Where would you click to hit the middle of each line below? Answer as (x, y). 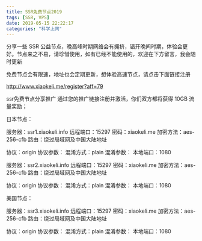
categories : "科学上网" (34, 29)
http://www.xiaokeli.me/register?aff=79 (55, 86)
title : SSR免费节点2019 (34, 12)
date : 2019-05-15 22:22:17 (40, 23)
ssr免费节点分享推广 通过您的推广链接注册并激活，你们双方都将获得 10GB (97, 99)
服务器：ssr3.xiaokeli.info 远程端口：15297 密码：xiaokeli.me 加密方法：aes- (101, 211)
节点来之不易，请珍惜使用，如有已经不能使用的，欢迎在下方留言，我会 (103, 54)
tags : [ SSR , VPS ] (28, 17)
